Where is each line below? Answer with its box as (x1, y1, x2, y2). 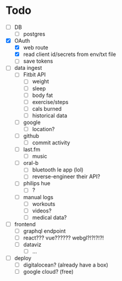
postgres (23, 31, 45, 37)
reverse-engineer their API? (32, 173, 100, 181)
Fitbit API (23, 71, 46, 78)
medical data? (32, 214, 67, 221)
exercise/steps (32, 98, 69, 105)
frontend (14, 220, 36, 227)
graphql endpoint (23, 227, 66, 235)
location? (32, 125, 55, 132)
